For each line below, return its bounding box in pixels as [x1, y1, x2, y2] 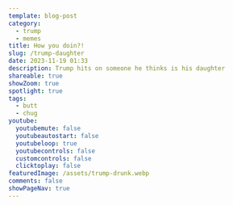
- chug [15, 110, 38, 118]
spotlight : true [8, 86, 63, 95]
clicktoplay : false [15, 162, 81, 170]
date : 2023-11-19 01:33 [8, 57, 89, 65]
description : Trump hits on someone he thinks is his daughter [8, 65, 226, 73]
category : [8, 19, 42, 27]
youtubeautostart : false [15, 132, 99, 140]
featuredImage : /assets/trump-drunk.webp [8, 169, 150, 178]
